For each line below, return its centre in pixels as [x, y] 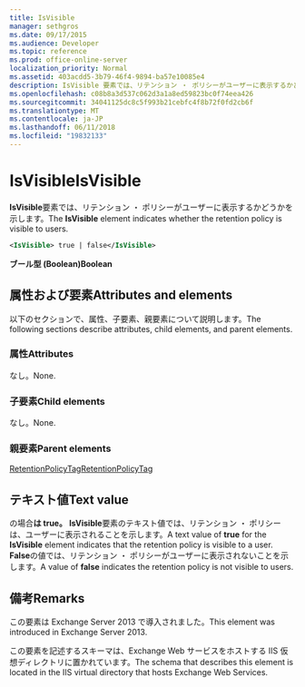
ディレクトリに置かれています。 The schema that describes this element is [155, 662]
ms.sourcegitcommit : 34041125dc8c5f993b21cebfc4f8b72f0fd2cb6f [132, 102]
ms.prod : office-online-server [69, 60]
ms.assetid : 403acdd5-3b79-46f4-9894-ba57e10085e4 [107, 77]
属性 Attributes [42, 354]
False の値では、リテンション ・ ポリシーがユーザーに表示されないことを [145, 555]
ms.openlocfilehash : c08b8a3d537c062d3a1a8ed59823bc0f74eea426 [132, 93]
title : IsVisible [42, 18]
